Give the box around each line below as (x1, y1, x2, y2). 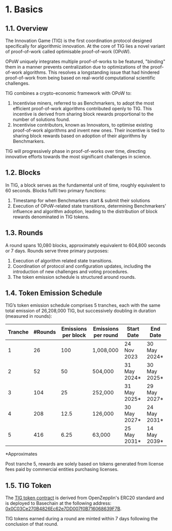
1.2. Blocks (5, 168, 41, 177)
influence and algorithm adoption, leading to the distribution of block (12, 208, 158, 214)
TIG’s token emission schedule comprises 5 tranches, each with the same (5, 302, 161, 309)
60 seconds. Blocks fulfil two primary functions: (5, 187, 106, 193)
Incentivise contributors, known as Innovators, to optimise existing (12, 122, 153, 128)
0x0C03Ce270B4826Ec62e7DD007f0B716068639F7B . (5, 506, 122, 512)
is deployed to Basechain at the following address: (5, 500, 112, 506)
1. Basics (5, 4, 44, 15)
